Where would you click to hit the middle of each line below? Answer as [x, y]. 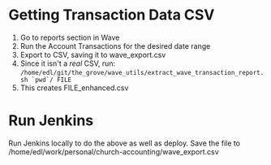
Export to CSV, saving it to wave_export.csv [93, 54]
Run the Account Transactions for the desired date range [115, 46]
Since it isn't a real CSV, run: [68, 63]
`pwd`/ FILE [52, 80]
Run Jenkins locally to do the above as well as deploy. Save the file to [125, 143]
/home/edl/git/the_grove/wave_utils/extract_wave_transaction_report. [142, 72]
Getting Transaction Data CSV [112, 15]
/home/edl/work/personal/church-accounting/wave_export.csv [114, 151]
